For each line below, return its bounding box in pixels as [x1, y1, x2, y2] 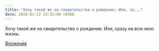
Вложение [5, 40, 27, 46]
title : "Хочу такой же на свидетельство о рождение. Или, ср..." [5, 7, 143, 12]
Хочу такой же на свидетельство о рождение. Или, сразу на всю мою [5, 25, 154, 31]
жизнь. [5, 31, 20, 37]
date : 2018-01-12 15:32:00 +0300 [5, 12, 75, 17]
